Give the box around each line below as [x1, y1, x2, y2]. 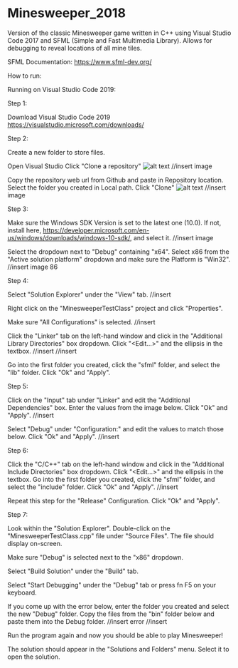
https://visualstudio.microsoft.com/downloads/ [7, 120, 144, 129]
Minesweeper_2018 [7, 5, 126, 21]
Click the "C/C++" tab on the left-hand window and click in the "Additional [7, 460, 225, 468]
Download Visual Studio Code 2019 [7, 113, 111, 121]
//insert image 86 [7, 262, 58, 271]
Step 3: [7, 205, 28, 213]
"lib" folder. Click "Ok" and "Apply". [7, 368, 111, 376]
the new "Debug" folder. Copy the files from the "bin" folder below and [7, 610, 215, 618]
